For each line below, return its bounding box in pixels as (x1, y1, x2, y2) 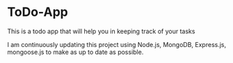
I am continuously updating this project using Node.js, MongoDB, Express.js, (7, 40, 227, 48)
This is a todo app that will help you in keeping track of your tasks (7, 27, 195, 35)
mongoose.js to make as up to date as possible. (7, 48, 144, 56)
